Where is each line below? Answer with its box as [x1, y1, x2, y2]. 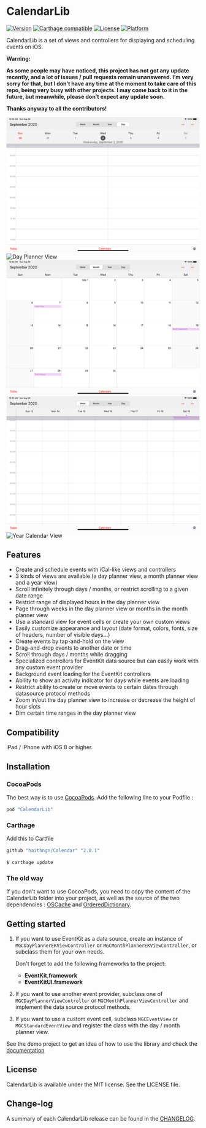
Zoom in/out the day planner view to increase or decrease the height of [15, 696, 196, 704]
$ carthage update [6, 860, 53, 866]
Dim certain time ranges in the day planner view [15, 709, 137, 717]
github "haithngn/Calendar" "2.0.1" [6, 847, 100, 854]
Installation [6, 761, 50, 772]
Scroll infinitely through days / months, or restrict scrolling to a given [15, 585, 189, 593]
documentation [6, 1047, 45, 1054]
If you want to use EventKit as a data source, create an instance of [15, 935, 183, 942]
